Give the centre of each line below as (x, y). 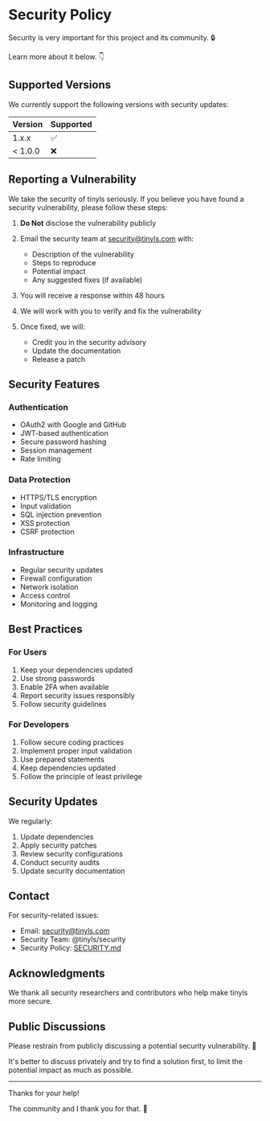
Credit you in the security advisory (89, 342)
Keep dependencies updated (68, 768)
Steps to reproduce (64, 262)
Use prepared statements (62, 759)
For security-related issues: (54, 915)
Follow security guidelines (63, 704)
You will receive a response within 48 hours (92, 295)
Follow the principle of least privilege (81, 776)
